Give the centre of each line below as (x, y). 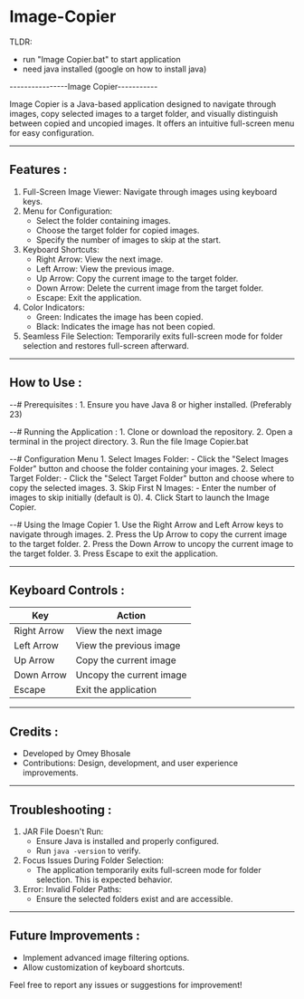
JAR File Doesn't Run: (63, 831)
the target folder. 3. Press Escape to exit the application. (114, 553)
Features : (38, 170)
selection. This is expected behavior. (104, 879)
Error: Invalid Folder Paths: (72, 889)
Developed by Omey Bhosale (76, 754)
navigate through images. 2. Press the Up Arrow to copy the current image (148, 534)
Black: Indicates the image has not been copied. (125, 326)
